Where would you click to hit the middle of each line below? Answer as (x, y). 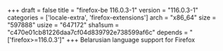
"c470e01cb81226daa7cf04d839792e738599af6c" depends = (98, 32)
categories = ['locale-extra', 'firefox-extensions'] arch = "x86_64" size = (112, 17)
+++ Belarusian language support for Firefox (130, 40)
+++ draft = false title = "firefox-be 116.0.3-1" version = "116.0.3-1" (103, 10)
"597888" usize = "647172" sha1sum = (63, 25)
